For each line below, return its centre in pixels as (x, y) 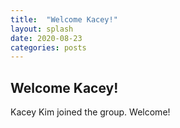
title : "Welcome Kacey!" (64, 19)
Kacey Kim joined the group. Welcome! (90, 112)
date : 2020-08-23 (46, 38)
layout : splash (42, 29)
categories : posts (48, 47)
